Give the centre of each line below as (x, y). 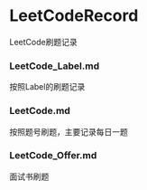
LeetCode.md (40, 111)
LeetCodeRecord (74, 16)
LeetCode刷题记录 (44, 42)
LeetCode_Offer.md (53, 156)
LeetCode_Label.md (55, 66)
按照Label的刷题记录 (47, 87)
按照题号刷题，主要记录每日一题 (69, 131)
